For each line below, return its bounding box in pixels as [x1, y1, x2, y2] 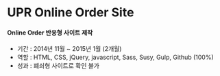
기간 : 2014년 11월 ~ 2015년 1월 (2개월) [16, 45, 122, 53]
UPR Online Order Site [7, 5, 134, 20]
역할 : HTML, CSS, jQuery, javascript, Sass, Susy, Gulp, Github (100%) [16, 53, 214, 62]
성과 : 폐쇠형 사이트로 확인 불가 [16, 62, 99, 70]
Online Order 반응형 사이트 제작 [7, 28, 93, 37]
